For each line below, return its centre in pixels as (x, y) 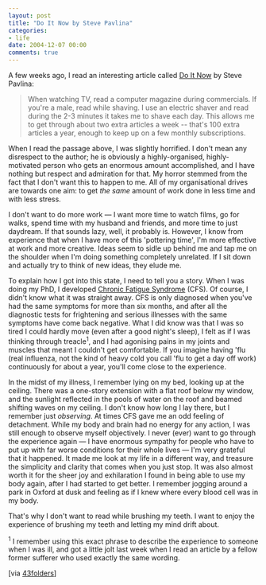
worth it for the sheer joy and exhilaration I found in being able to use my (127, 475)
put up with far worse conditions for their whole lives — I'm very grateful (127, 450)
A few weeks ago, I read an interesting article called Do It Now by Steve (125, 75)
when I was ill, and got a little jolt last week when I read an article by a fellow (133, 549)
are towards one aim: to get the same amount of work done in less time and (132, 191)
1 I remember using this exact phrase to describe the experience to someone (133, 540)
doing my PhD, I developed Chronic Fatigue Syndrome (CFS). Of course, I (128, 289)
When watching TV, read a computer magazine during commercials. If (142, 99)
